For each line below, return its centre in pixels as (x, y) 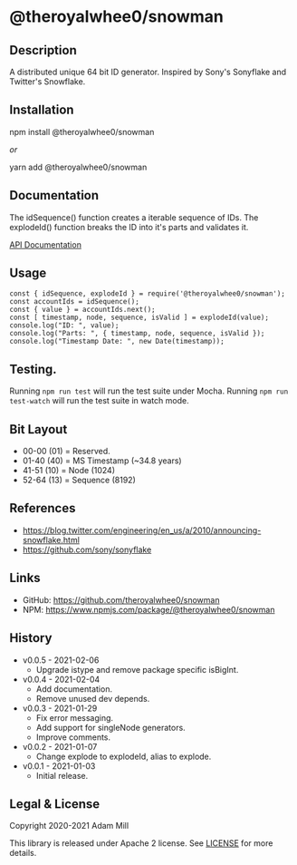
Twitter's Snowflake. (48, 82)
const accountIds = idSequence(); (75, 302)
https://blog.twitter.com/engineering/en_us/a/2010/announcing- (142, 530)
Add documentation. (74, 689)
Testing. (33, 369)
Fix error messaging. (75, 717)
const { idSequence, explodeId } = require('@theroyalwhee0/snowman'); (147, 294)
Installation (42, 110)
